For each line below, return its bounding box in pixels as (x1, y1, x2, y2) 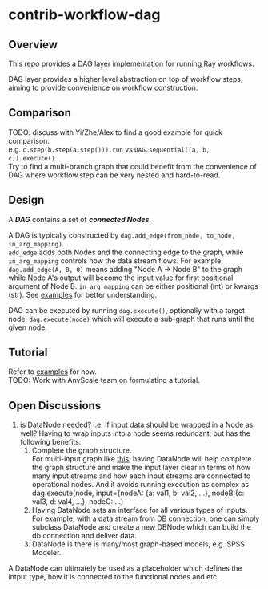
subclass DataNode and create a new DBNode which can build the (31, 522, 252, 532)
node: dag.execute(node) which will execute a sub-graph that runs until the (8, 314, 255, 323)
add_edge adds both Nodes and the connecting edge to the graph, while (8, 247, 244, 257)
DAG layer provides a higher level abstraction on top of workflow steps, (8, 75, 243, 83)
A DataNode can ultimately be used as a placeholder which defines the (8, 563, 242, 573)
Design (8, 193, 45, 207)
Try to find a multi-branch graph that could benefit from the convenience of (8, 161, 258, 171)
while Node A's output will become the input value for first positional (8, 273, 234, 282)
